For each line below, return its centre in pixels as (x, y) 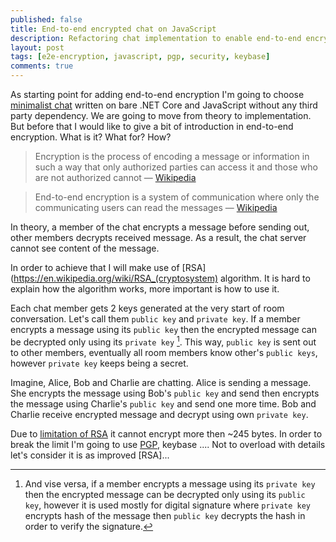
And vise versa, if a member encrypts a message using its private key (170, 483)
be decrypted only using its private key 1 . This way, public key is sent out (163, 341)
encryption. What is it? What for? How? (91, 137)
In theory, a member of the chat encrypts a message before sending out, (160, 227)
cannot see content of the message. (85, 248)
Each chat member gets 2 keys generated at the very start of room (147, 308)
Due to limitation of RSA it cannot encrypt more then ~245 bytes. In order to (166, 433)
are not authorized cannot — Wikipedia (115, 177)
